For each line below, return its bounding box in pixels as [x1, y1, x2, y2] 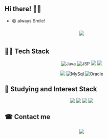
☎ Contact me [4, 113, 51, 121]
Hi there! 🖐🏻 [4, 5, 42, 13]
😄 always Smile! [11, 18, 45, 23]
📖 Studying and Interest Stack [4, 85, 97, 93]
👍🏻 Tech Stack [4, 47, 50, 56]
